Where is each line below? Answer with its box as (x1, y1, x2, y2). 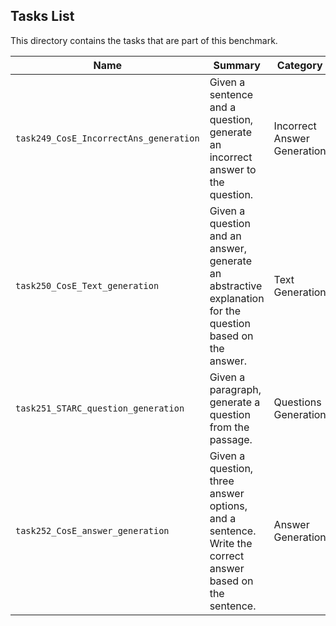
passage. (209, 432, 253, 446)
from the (209, 420, 250, 434)
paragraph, (209, 382, 262, 396)
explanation (209, 291, 265, 305)
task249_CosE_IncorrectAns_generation (15, 132, 200, 144)
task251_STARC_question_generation (15, 402, 185, 414)
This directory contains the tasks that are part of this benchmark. (10, 34, 278, 46)
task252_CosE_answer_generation (15, 525, 170, 536)
